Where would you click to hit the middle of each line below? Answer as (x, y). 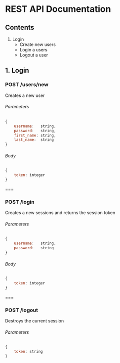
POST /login (20, 202)
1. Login (17, 70)
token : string (28, 352)
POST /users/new (27, 85)
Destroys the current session (35, 321)
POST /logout (21, 310)
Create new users (38, 45)
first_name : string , (35, 135)
